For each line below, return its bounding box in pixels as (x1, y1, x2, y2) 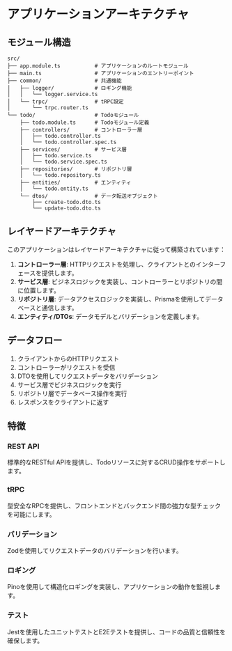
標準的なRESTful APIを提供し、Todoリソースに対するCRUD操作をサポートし (7, 458, 226, 466)
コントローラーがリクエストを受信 (17, 363, 116, 371)
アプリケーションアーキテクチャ (7, 6, 190, 22)
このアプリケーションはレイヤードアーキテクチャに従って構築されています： (7, 245, 226, 253)
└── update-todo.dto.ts (32, 205, 101, 212)
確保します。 (7, 636, 44, 645)
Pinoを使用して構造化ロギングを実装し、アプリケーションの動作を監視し (7, 583, 215, 591)
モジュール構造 (7, 36, 71, 48)
